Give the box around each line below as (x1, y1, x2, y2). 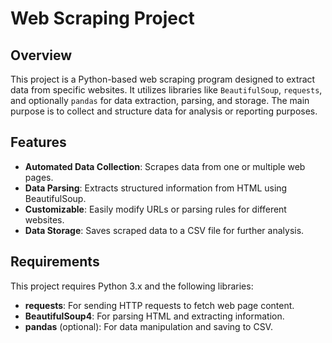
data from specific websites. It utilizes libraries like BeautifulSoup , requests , (10, 84, 323, 96)
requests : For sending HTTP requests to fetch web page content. (24, 299, 295, 311)
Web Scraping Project (10, 7, 195, 30)
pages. (24, 171, 54, 183)
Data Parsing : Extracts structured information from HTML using (24, 182, 288, 194)
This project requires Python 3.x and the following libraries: (10, 280, 254, 292)
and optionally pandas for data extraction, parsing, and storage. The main (10, 95, 310, 106)
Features (10, 134, 67, 151)
